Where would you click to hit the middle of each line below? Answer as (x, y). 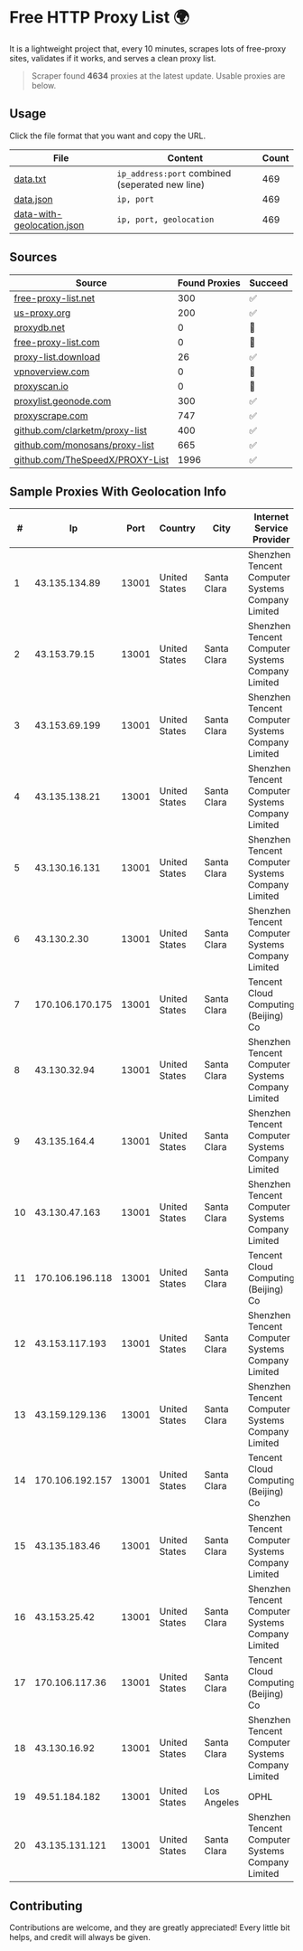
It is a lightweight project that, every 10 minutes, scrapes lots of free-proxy (148, 48)
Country (177, 528)
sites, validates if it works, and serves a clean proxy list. (113, 58)
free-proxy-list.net (55, 297)
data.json (33, 199)
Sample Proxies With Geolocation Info (118, 491)
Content (185, 157)
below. (44, 85)
